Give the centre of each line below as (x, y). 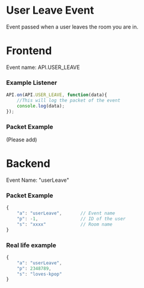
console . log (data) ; (41, 106)
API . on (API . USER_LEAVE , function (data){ (57, 95)
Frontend (29, 51)
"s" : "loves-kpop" (39, 274)
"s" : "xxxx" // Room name (65, 224)
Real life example (31, 245)
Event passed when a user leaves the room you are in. (72, 27)
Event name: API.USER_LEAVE (43, 67)
